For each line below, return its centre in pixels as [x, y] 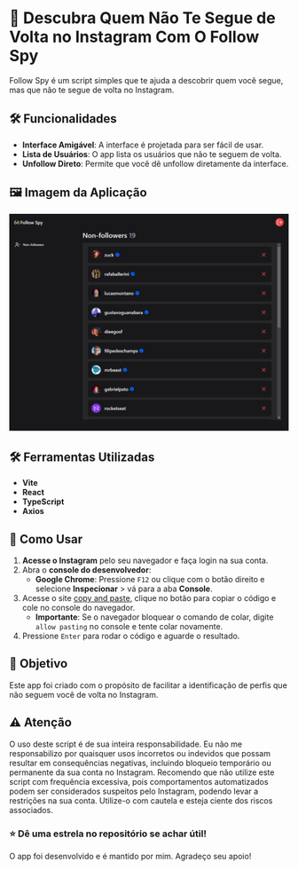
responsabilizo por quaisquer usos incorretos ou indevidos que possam [140, 753]
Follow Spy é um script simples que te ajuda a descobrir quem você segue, [146, 80]
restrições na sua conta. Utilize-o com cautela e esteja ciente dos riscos [141, 800]
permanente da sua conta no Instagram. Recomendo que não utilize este [142, 772]
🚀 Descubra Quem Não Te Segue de [143, 18]
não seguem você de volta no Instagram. [84, 694]
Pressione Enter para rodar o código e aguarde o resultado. [131, 636]
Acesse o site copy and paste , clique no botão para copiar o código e [149, 597]
